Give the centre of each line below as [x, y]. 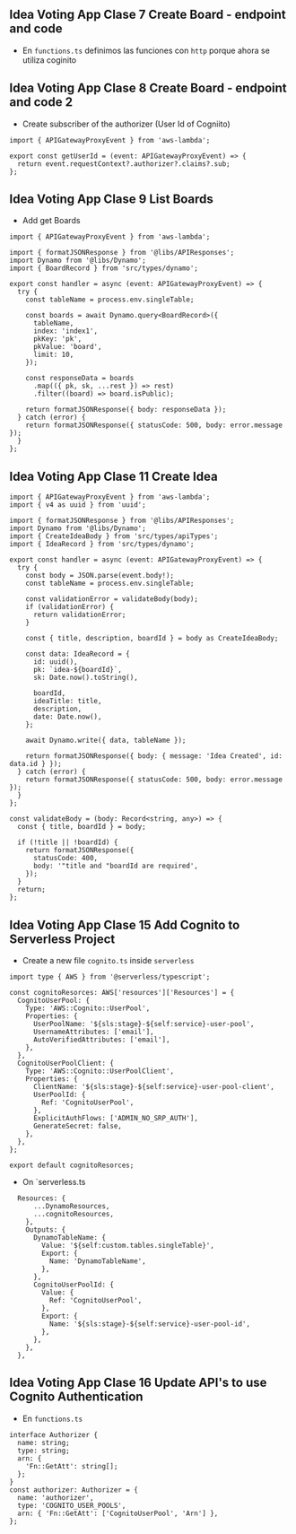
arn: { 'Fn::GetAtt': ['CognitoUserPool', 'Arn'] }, [118, 1513]
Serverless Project [62, 939]
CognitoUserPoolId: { [74, 1285]
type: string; [44, 1451]
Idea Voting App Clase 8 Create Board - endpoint [148, 88]
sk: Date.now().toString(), [86, 678]
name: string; [44, 1442]
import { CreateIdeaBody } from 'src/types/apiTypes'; [114, 536]
